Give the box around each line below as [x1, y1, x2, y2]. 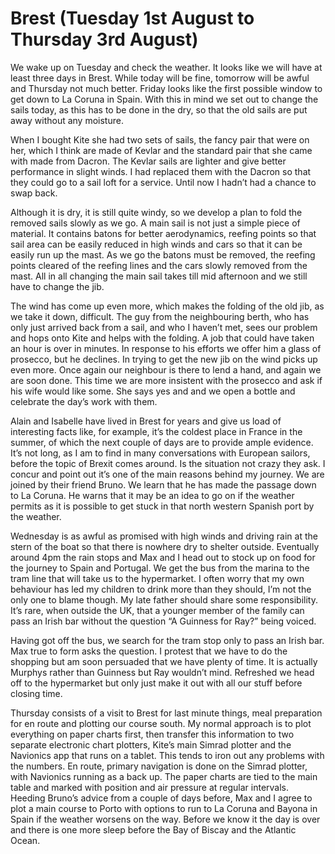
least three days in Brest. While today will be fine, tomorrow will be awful [10, 72, 310, 84]
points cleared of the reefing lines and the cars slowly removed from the [10, 259, 308, 271]
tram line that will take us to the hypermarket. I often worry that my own [10, 572, 305, 584]
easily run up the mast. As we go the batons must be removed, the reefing [10, 248, 316, 261]
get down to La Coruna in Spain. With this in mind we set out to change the [10, 93, 319, 105]
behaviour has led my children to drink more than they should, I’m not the [10, 583, 312, 595]
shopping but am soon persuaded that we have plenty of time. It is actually [10, 655, 318, 667]
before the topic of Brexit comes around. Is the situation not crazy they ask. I [10, 457, 326, 469]
